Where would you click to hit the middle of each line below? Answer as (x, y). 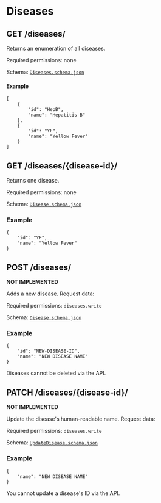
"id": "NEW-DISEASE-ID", (49, 351)
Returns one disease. (33, 181)
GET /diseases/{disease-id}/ (62, 166)
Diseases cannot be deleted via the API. (56, 373)
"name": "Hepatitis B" (57, 115)
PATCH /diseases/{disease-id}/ (67, 392)
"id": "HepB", (46, 110)
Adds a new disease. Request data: (50, 294)
